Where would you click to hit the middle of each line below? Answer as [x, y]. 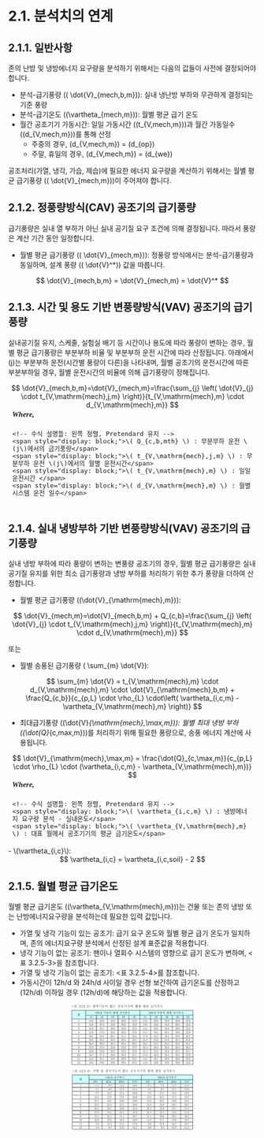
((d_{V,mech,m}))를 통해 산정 [65, 134]
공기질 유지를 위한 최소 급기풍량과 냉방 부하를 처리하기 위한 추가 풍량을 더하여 [127, 573]
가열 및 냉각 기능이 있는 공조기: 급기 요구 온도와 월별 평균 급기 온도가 [125, 933]
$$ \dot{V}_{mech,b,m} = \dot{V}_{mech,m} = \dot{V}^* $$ [132, 280]
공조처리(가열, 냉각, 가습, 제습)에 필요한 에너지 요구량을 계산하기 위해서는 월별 [127, 171]
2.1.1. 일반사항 [41, 48]
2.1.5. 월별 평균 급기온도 [63, 886]
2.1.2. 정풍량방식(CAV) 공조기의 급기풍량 [102, 208]
